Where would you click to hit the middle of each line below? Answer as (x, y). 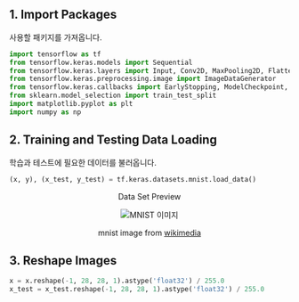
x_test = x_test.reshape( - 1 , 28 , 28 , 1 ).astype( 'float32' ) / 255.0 (137, 290)
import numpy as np (45, 112)
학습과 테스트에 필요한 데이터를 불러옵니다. (83, 162)
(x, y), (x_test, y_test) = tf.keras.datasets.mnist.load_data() (133, 179)
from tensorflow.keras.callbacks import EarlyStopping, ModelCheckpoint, (149, 87)
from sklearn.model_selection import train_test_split (113, 96)
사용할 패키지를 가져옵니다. (56, 37)
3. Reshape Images (63, 261)
